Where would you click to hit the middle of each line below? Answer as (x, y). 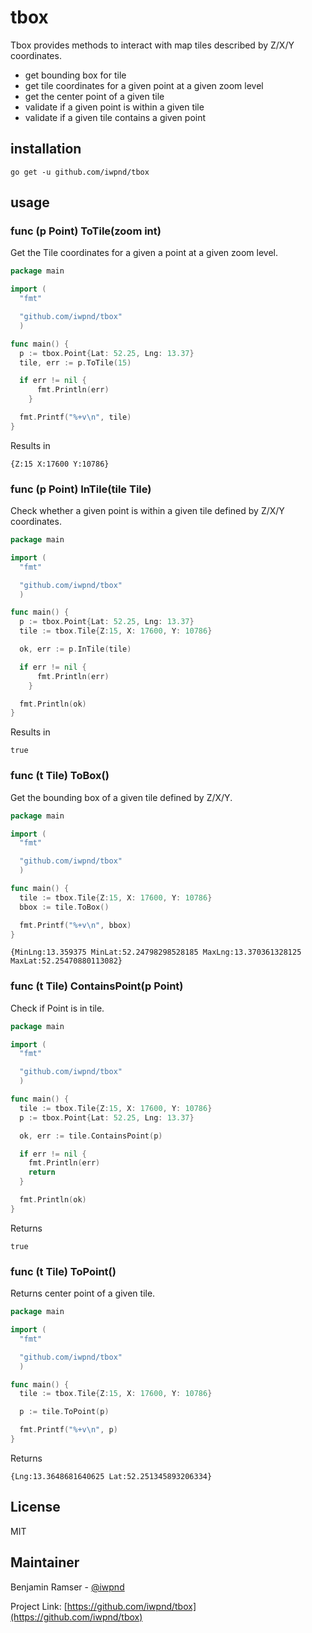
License (35, 1507)
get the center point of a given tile (94, 96)
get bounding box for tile (75, 75)
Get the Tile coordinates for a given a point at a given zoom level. (144, 253)
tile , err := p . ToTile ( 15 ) (75, 362)
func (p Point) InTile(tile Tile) (81, 489)
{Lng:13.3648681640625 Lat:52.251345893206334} (111, 1476)
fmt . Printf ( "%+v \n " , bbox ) (75, 925)
